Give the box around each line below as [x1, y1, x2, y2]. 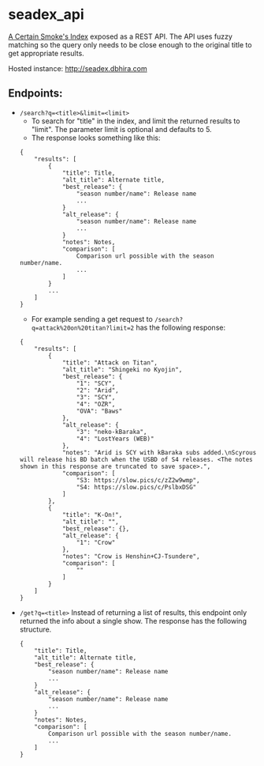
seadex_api [8, 6, 84, 24]
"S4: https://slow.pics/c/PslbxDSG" [76, 483, 197, 491]
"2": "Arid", [76, 386, 120, 394]
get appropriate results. [8, 48, 84, 58]
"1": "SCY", [76, 379, 116, 387]
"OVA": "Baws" [76, 407, 123, 415]
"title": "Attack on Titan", [61, 358, 158, 367]
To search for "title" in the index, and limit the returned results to [31, 116, 240, 126]
